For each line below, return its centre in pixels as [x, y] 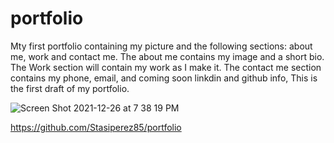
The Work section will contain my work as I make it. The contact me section [166, 67]
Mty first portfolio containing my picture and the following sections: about [161, 46]
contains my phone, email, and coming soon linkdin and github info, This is [164, 78]
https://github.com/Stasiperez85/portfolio [96, 127]
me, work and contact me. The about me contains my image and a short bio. [167, 56]
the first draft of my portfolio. [70, 88]
